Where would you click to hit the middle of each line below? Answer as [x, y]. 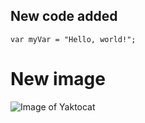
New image [58, 79]
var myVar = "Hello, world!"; [73, 39]
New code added [64, 16]
